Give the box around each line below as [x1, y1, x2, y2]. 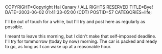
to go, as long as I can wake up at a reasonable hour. [5, 44, 112, 49]
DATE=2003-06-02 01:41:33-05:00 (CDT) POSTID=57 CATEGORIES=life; [5, 9, 152, 15]
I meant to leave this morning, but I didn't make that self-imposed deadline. [5, 34, 157, 39]
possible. [5, 24, 23, 30]
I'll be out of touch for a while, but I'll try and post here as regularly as [5, 19, 145, 24]
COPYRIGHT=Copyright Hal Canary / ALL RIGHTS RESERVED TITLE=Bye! [5, 4, 153, 10]
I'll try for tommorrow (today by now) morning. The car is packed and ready [5, 38, 158, 44]
